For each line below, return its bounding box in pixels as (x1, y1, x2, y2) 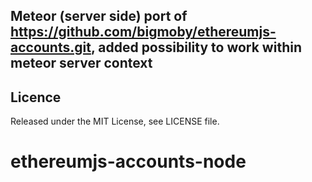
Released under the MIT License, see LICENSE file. (10, 115, 220, 128)
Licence (10, 89, 62, 106)
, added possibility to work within (90, 39, 302, 56)
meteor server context (10, 55, 153, 72)
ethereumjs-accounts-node (10, 150, 247, 173)
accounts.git (10, 39, 92, 56)
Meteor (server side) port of (10, 8, 188, 25)
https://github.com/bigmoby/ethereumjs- (10, 24, 277, 41)
